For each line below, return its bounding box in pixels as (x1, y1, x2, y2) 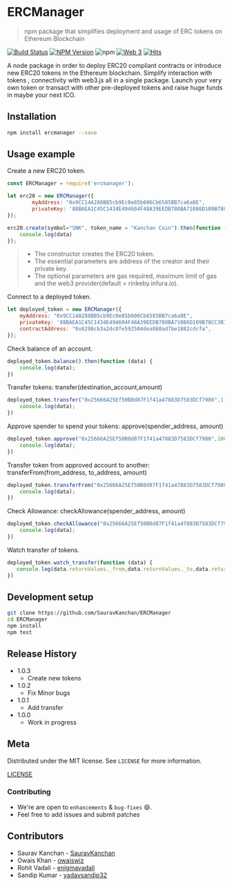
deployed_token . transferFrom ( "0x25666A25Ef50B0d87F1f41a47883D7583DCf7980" (7, 481, 230, 488)
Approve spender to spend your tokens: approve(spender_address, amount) (7, 422, 224, 430)
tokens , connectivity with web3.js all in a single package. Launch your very (7, 76, 222, 84)
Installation (7, 111, 57, 123)
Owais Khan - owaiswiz (17, 856, 84, 865)
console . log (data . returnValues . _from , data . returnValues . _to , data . (16, 565, 212, 572)
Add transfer (27, 703, 64, 711)
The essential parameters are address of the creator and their (34, 257, 210, 265)
